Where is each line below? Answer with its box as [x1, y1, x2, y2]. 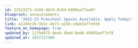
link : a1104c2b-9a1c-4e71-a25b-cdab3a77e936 [5, 21, 100, 26]
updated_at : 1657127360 [5, 35, 55, 40]
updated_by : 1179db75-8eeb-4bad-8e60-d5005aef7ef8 [5, 30, 114, 35]
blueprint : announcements [5, 12, 59, 17]
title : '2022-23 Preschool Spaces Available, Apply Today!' [5, 16, 134, 21]
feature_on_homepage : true [5, 26, 62, 31]
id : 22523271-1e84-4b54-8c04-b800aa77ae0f [5, 7, 96, 12]
